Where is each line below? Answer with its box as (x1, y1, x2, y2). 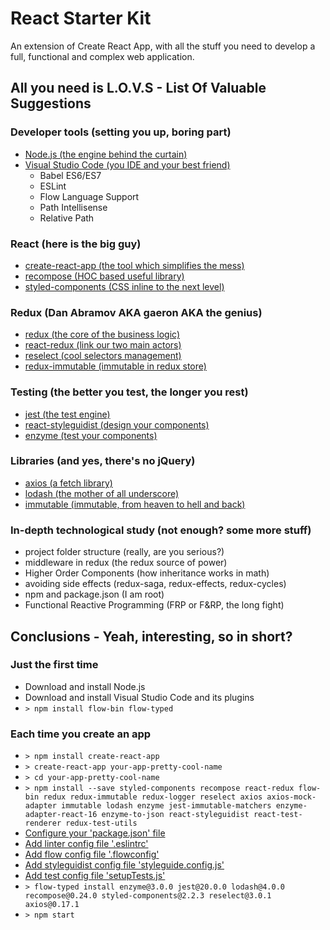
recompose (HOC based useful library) (24, 270, 185, 282)
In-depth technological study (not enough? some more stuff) (10, 523, 312, 537)
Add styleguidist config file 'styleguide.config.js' (24, 859, 225, 871)
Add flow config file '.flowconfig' (24, 848, 160, 861)
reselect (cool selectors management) (24, 350, 182, 362)
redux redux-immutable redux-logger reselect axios (43, 792, 263, 802)
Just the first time (10, 658, 99, 672)
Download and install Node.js (24, 680, 146, 692)
